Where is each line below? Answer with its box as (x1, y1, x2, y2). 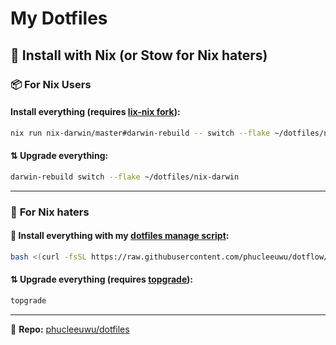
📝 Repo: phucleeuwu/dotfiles (10, 323, 130, 335)
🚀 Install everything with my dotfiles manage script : (10, 230, 230, 242)
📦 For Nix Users (10, 77, 92, 91)
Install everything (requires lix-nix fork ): (10, 106, 181, 118)
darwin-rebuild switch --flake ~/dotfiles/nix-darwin (10, 172, 240, 182)
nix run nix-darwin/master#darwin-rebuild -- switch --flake (10, 128, 271, 138)
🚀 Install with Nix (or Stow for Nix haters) (10, 47, 268, 64)
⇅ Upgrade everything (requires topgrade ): (10, 273, 194, 286)
